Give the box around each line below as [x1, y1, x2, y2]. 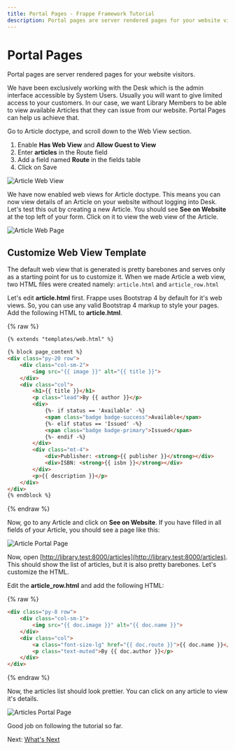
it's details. [7, 695, 38, 703]
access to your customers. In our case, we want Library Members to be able [7, 99, 227, 107]
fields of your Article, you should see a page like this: [7, 525, 160, 534]
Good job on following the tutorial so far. [7, 722, 123, 730]
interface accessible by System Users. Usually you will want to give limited [7, 91, 222, 100]
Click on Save [17, 163, 57, 172]
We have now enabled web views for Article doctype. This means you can [7, 190, 221, 199]
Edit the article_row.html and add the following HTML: [7, 582, 164, 590]
